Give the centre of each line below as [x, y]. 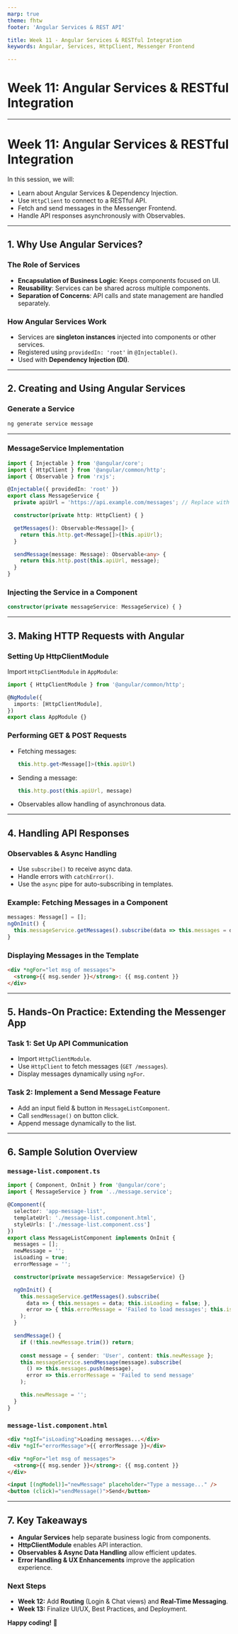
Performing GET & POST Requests [67, 735]
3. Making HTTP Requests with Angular [96, 636]
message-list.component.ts [54, 1171]
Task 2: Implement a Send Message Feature [84, 1092]
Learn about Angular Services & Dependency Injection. [98, 193]
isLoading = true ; [41, 1258]
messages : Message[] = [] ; [47, 917]
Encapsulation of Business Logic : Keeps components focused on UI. [119, 280]
